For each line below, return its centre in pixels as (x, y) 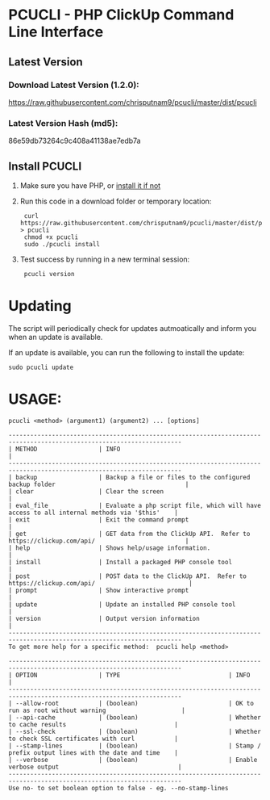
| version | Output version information (104, 618)
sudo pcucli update (41, 367)
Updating (40, 306)
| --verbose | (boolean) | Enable (133, 760)
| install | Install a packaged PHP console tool (120, 562)
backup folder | (99, 484)
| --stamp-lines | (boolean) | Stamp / (135, 746)
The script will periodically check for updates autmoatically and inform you (132, 328)
